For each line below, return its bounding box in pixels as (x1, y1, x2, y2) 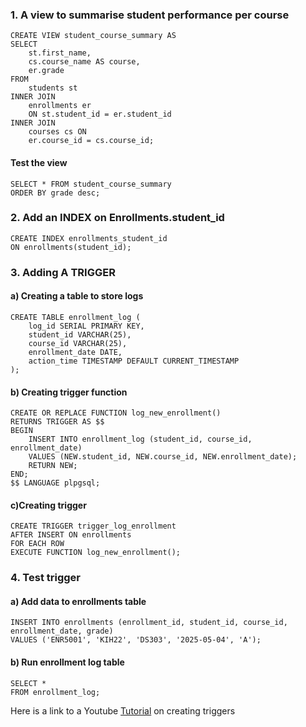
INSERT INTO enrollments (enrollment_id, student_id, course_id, (10, 618, 288, 628)
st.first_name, (28, 48, 92, 58)
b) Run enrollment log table (10, 656, 125, 668)
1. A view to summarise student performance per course (10, 8, 290, 22)
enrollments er (28, 101, 92, 111)
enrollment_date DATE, (28, 347, 123, 357)
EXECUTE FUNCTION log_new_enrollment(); (10, 548, 182, 558)
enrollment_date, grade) (10, 626, 114, 637)
